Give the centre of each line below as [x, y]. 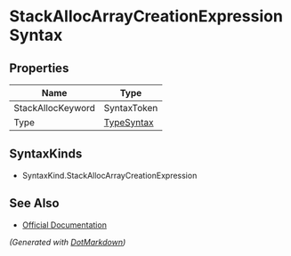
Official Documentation [64, 225]
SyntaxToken [131, 108]
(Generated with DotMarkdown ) [68, 242]
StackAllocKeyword [55, 108]
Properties [39, 68]
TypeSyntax [129, 122]
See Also [34, 203]
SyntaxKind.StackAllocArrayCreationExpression [109, 175]
